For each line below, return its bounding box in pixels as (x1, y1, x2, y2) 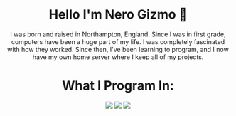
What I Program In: (62, 78, 174, 94)
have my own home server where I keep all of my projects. (32, 53, 204, 61)
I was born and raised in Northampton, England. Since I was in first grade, (10, 30, 226, 38)
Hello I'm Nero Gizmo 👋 (48, 6, 188, 23)
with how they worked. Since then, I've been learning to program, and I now (6, 45, 230, 53)
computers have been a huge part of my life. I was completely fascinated (11, 37, 225, 46)
